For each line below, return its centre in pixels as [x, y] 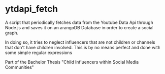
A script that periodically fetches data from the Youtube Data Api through [79, 22]
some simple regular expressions [39, 53]
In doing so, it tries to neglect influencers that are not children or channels [80, 42]
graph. [12, 33]
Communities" [20, 67]
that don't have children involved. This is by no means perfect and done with [83, 47]
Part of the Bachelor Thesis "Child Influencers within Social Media [72, 62]
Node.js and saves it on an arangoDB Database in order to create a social [79, 27]
